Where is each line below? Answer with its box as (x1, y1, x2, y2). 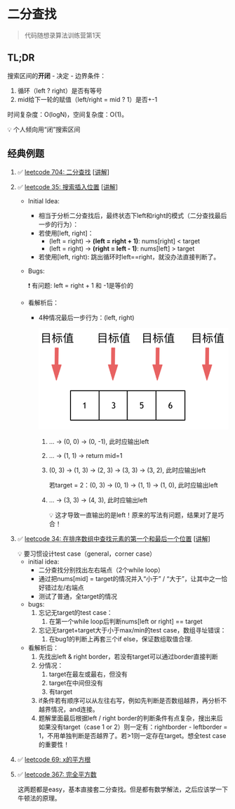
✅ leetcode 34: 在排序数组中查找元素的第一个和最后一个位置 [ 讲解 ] (17, 534, 210, 542)
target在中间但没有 (48, 678, 104, 687)
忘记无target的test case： (38, 608, 114, 616)
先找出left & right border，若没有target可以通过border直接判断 (38, 652, 219, 661)
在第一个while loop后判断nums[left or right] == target (48, 617, 203, 625)
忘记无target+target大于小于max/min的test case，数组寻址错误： (38, 625, 227, 634)
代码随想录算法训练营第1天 (24, 31, 102, 39)
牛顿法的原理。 (17, 794, 61, 802)
